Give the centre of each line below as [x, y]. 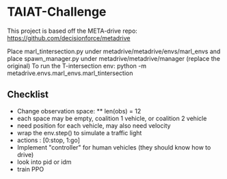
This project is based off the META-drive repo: [72, 31]
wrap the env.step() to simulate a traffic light [79, 133]
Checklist [28, 95]
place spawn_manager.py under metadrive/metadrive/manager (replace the [114, 58]
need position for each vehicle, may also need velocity [94, 125]
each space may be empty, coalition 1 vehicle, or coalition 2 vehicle [112, 118]
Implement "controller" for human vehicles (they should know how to [114, 147]
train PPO [30, 169]
